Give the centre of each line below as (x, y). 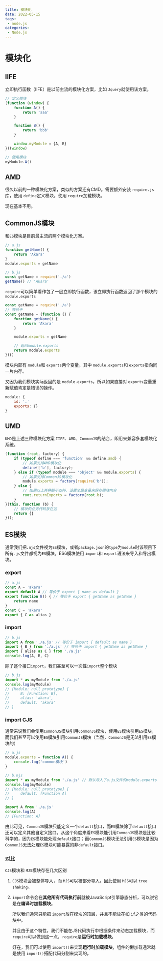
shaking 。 (22, 887)
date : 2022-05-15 (23, 14)
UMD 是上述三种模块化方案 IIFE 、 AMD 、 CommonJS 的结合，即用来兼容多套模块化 (81, 439)
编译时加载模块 (36, 903)
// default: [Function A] (36, 794)
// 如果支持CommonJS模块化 (47, 477)
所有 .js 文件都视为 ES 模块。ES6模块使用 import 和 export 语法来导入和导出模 (80, 553)
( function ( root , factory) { (35, 454)
